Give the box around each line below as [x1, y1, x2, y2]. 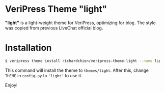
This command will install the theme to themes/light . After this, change [5, 67, 149, 73]
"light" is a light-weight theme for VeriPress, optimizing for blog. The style [5, 20, 156, 26]
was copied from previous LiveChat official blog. [5, 25, 103, 31]
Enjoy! [5, 82, 18, 88]
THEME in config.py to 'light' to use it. [5, 72, 82, 78]
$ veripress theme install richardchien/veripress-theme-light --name [5, 58, 153, 63]
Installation [5, 42, 52, 54]
